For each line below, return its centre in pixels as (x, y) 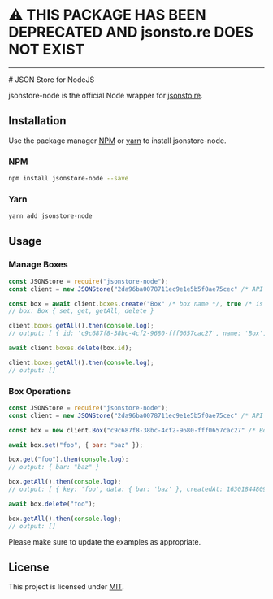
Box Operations (40, 391)
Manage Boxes (38, 264)
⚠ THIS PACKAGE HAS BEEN (107, 15)
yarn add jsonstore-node (50, 216)
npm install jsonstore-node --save (69, 179)
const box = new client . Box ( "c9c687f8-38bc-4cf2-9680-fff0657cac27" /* (132, 430)
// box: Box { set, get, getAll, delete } (81, 311)
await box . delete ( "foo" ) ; (52, 504)
